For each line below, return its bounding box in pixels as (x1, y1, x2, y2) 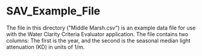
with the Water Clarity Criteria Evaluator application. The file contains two (6, 30, 189, 37)
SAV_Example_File (6, 4, 101, 18)
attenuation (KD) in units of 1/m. (6, 43, 85, 51)
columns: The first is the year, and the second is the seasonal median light (6, 37, 191, 44)
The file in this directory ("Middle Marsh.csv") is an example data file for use (6, 24, 196, 31)
